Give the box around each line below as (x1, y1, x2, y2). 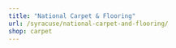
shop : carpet (8, 27, 53, 35)
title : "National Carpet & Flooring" (8, 11, 136, 20)
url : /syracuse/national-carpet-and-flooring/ (8, 20, 169, 28)
